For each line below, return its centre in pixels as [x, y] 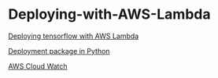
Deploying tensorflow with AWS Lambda [74, 36]
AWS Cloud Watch [38, 66]
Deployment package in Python [59, 51]
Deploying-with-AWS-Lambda [109, 14]
